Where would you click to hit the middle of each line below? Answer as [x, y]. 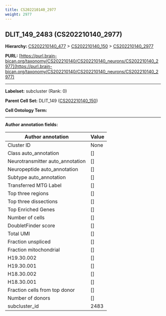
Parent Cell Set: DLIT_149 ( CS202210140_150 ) [52, 101]
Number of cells [26, 217]
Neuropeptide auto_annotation [43, 169]
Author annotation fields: [32, 125]
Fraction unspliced [29, 242]
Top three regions [28, 194]
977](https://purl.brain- [29, 66]
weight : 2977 [19, 14]
